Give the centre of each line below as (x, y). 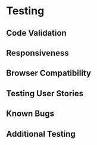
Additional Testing (41, 134)
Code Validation (36, 33)
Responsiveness (38, 53)
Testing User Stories (45, 93)
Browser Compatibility (48, 73)
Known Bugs (30, 114)
